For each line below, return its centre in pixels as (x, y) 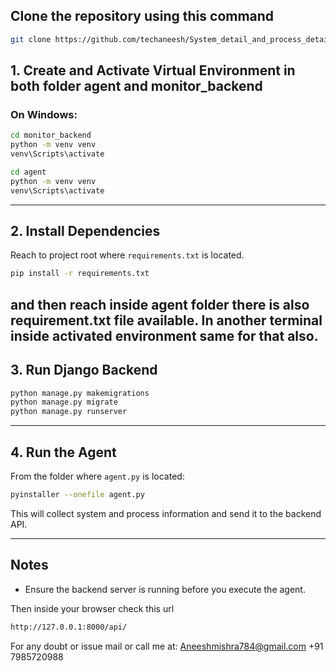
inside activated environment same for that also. (164, 335)
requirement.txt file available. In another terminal (166, 320)
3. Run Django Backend (84, 370)
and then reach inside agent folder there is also (160, 304)
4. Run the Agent (63, 452)
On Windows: (44, 114)
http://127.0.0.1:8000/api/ (69, 627)
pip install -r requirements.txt (80, 274)
